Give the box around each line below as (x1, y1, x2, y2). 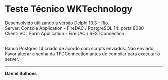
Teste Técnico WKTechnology (5, 3, 133, 15)
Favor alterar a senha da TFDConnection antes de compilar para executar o (5, 51, 160, 57)
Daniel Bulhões (5, 70, 37, 76)
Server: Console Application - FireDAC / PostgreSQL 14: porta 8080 (5, 25, 144, 31)
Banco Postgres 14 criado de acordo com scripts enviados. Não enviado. (5, 45, 155, 51)
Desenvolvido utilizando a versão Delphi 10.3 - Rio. (5, 20, 110, 26)
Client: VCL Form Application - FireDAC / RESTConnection (5, 30, 125, 36)
